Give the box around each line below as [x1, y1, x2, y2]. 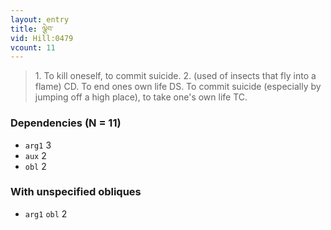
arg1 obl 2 [24, 207, 68, 220]
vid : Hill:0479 [10, 33, 74, 43]
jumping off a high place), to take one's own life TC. [34, 91, 248, 103]
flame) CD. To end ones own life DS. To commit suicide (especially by [34, 81, 322, 93]
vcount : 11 [10, 42, 56, 53]
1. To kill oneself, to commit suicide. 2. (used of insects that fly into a [34, 70, 317, 82]
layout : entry [10, 14, 70, 25]
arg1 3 [24, 139, 52, 151]
